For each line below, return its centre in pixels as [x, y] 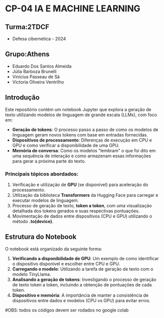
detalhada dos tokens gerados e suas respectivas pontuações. [76, 211]
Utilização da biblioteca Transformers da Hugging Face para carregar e [85, 195]
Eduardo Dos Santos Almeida [42, 66]
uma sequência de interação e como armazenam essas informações [82, 156]
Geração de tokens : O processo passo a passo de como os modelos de [85, 130]
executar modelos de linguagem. [46, 200]
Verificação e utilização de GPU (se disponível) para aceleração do [80, 184]
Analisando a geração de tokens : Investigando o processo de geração [84, 279]
